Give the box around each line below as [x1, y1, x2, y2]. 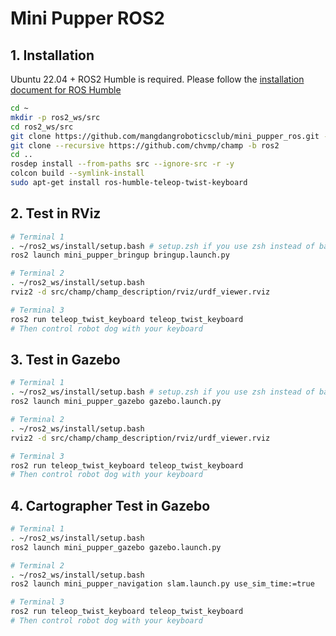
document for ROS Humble [10, 84, 122, 96]
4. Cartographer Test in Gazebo [10, 497, 211, 514]
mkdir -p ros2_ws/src [10, 112, 101, 122]
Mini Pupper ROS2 [10, 7, 165, 30]
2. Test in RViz [10, 205, 102, 222]
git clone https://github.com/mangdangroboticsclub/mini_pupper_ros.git [10, 131, 320, 141]
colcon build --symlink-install [10, 168, 145, 179]
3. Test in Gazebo [10, 351, 121, 368]
